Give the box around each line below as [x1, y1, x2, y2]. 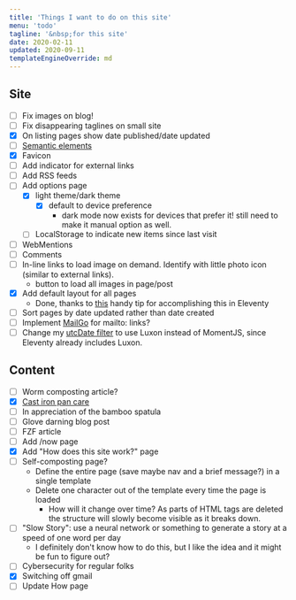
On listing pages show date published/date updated [21, 130, 210, 141]
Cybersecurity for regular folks [21, 561, 134, 572]
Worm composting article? [21, 386, 118, 396]
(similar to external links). [21, 269, 115, 280]
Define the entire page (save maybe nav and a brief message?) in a [34, 466, 280, 477]
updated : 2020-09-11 [9, 46, 86, 55]
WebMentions [21, 239, 73, 250]
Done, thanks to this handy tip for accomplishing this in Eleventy [34, 297, 269, 308]
